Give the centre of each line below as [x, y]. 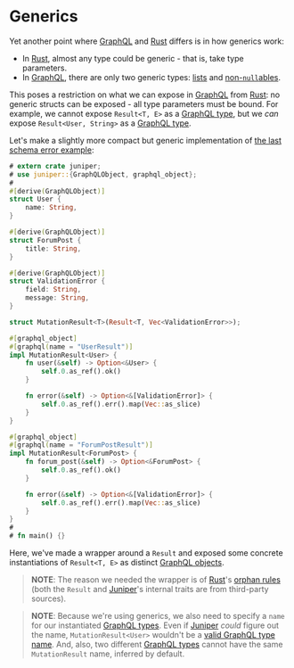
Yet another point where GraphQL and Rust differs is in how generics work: [147, 41]
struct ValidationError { [57, 281]
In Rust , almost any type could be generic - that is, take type [133, 58]
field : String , [53, 290]
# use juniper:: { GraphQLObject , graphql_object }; [103, 174]
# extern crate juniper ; [55, 166]
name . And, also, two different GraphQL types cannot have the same [157, 645]
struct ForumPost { [45, 240]
